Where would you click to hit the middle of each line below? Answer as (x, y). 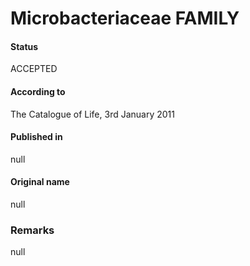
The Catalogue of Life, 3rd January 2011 (92, 114)
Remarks (32, 230)
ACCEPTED (34, 69)
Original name (40, 182)
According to (38, 91)
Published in (36, 137)
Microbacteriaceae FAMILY (125, 18)
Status (24, 46)
